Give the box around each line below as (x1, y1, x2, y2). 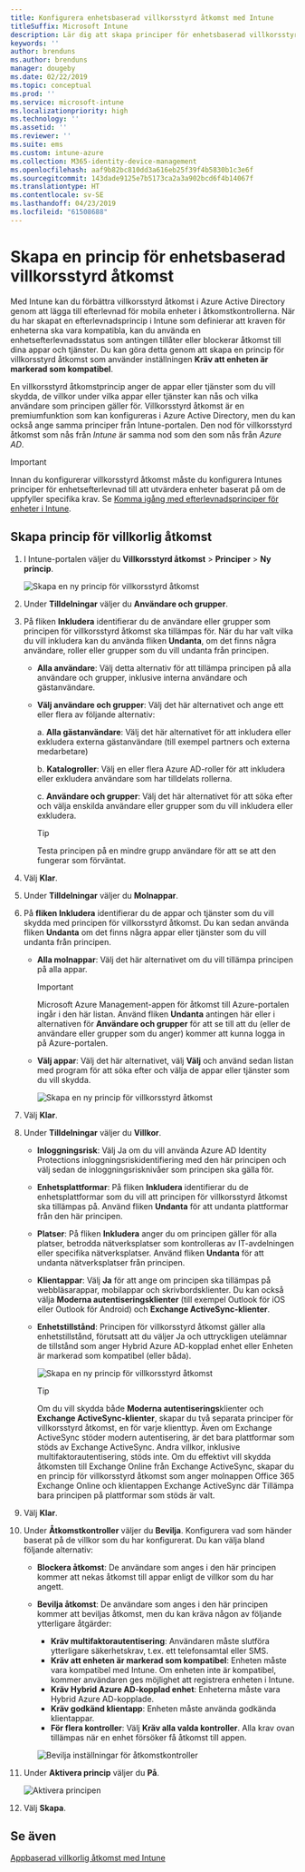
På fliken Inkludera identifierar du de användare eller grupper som (23, 616, 271, 626)
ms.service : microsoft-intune (10, 97, 125, 107)
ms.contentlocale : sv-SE (10, 191, 104, 200)
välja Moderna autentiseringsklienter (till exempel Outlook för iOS (36, 1294, 286, 1305)
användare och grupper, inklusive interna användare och (36, 672, 248, 683)
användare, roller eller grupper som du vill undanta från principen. (23, 645, 270, 655)
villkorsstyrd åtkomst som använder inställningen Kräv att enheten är (10, 353, 269, 364)
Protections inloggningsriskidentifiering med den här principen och (36, 1154, 287, 1165)
